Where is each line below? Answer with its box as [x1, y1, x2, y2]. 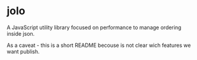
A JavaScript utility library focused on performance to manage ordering [7, 24, 182, 31]
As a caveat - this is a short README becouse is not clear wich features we [7, 42, 191, 49]
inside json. [7, 30, 35, 37]
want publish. [7, 48, 40, 55]
